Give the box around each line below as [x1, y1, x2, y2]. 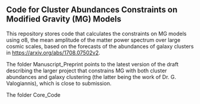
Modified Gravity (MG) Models [6, 14, 121, 25]
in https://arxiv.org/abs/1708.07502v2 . [6, 49, 100, 56]
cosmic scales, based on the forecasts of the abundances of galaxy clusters [6, 42, 194, 50]
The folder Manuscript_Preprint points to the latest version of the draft [6, 60, 179, 68]
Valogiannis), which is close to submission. [6, 79, 112, 87]
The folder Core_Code [6, 91, 61, 98]
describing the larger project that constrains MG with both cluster [6, 67, 167, 74]
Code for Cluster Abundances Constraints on [6, 5, 178, 15]
